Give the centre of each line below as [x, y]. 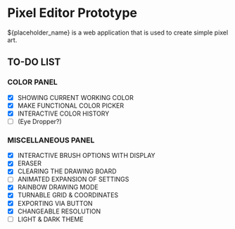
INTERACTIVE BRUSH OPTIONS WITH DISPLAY [87, 156]
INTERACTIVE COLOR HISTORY [63, 113]
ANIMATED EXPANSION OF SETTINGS [73, 179]
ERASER [30, 163]
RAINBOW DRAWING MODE [58, 187]
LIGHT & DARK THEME [50, 219]
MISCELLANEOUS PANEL [51, 140]
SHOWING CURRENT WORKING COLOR [75, 97]
